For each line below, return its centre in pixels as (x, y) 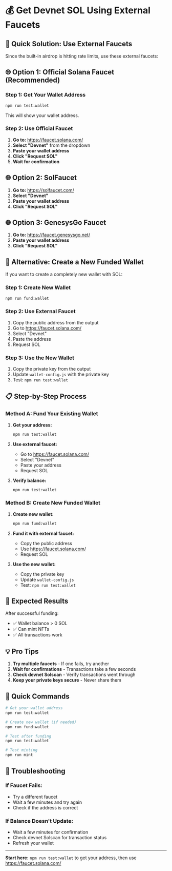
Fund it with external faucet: (43, 533)
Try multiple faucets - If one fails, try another (61, 664)
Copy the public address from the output (56, 322)
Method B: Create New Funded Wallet (53, 503)
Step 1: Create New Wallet (38, 287)
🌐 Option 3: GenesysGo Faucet (56, 222)
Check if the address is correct (45, 807)
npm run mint (19, 755)
